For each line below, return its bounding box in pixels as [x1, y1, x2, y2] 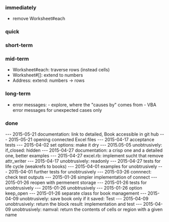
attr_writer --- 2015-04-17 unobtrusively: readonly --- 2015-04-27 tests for [5, 158, 161, 164]
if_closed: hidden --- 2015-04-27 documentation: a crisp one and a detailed [5, 147, 163, 153]
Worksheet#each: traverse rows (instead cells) [12, 67, 110, 73]
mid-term [5, 55, 29, 62]
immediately [5, 4, 37, 11]
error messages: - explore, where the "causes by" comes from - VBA [12, 102, 156, 108]
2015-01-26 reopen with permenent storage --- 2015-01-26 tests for [5, 180, 147, 186]
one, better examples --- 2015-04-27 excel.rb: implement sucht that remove [5, 153, 164, 159]
